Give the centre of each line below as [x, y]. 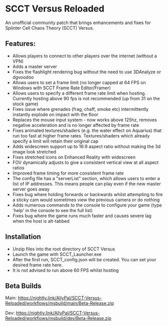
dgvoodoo [23, 77]
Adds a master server [35, 66]
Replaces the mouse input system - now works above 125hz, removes [85, 120]
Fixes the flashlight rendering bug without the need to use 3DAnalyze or [87, 72]
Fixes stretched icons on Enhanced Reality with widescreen [74, 157]
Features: [21, 44]
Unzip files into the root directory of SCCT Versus [64, 249]
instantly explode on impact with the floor [55, 114]
